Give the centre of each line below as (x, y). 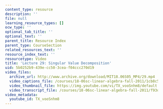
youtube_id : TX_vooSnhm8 (34, 99)
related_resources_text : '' (33, 50)
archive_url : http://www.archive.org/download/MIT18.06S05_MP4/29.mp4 (82, 77)
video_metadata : (21, 95)
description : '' (21, 14)
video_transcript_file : (33, 90)
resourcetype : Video (26, 59)
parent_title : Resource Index (36, 41)
